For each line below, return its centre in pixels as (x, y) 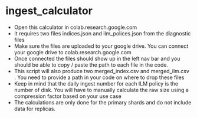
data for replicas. (35, 109)
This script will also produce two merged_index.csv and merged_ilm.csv (102, 71)
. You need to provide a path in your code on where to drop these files (99, 77)
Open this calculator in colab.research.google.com (75, 27)
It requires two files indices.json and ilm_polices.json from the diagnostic (102, 33)
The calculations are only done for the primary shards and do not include (103, 102)
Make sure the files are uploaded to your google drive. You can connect (101, 46)
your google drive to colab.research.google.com (73, 52)
